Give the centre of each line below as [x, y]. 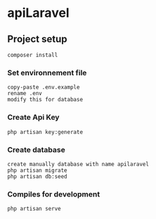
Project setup [38, 39]
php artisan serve [34, 209]
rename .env [25, 94]
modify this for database [45, 100]
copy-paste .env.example [44, 87]
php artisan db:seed [38, 176]
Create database [36, 149]
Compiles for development [54, 194]
